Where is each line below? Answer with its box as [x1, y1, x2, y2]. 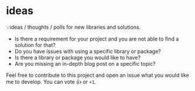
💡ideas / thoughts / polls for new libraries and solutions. [6, 23, 141, 31]
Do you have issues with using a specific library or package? [14, 48, 161, 55]
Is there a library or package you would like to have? [14, 54, 141, 61]
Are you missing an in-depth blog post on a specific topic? [14, 60, 156, 67]
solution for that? [14, 41, 56, 48]
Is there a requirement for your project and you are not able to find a [14, 35, 179, 42]
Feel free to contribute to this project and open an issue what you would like [6, 72, 189, 79]
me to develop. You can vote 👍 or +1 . [6, 78, 97, 85]
